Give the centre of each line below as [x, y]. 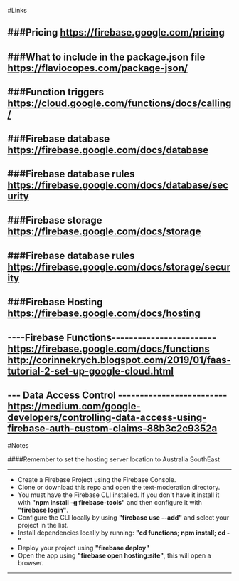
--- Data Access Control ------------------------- [117, 395]
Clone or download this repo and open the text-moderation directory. [119, 488]
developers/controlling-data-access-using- [107, 417]
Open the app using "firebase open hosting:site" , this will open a [114, 555]
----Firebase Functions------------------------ [112, 337]
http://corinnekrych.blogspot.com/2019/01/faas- [119, 360]
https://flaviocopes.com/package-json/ [98, 68]
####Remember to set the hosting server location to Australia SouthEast [114, 459]
